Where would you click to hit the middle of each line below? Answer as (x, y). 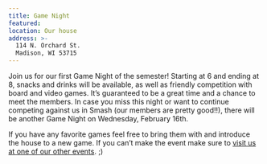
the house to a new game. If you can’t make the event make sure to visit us (132, 143)
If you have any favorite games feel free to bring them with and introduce (129, 134)
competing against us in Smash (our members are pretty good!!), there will (131, 110)
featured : (25, 23)
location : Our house (43, 31)
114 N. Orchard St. (48, 46)
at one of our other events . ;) (56, 151)
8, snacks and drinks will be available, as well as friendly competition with (130, 84)
